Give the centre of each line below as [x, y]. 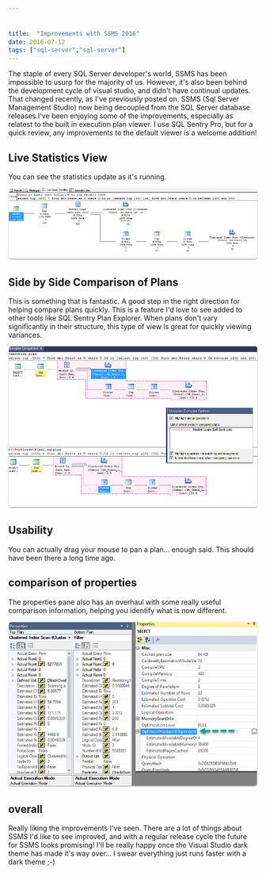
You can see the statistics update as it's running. [87, 176]
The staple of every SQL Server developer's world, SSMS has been [118, 74]
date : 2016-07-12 [37, 42]
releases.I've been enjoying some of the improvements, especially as [121, 116]
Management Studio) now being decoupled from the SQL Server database [129, 108]
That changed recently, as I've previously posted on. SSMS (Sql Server [124, 99]
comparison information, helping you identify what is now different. [118, 610]
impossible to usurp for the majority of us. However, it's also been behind [128, 82]
